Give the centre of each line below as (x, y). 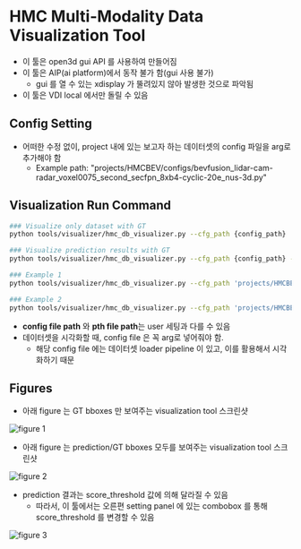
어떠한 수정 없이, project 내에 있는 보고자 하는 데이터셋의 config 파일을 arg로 (156, 146)
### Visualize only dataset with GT (77, 226)
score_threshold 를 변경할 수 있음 (95, 518)
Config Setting (51, 124)
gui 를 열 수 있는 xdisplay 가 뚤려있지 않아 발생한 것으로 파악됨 (144, 83)
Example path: (62, 167)
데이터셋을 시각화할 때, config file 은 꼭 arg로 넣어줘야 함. (123, 337)
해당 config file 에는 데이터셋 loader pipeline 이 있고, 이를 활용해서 (153, 348)
